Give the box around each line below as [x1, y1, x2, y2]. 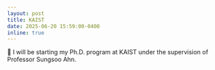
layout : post [7, 10, 45, 17]
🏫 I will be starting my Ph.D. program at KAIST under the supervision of [7, 48, 209, 56]
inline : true [7, 29, 45, 36]
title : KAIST [7, 16, 45, 23]
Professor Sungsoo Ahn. [7, 56, 77, 64]
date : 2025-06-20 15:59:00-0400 [7, 23, 100, 30]
